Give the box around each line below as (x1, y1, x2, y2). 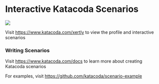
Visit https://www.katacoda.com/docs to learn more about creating (5, 58, 143, 64)
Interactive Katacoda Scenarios (5, 3, 139, 15)
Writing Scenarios (5, 47, 50, 54)
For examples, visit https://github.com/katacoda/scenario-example (5, 73, 142, 79)
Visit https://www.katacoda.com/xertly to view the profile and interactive (5, 29, 154, 35)
